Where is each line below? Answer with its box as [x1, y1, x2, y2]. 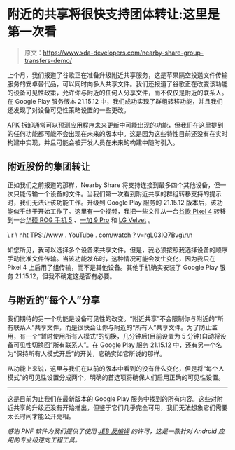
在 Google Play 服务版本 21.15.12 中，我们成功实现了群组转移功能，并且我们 [7, 97, 223, 105]
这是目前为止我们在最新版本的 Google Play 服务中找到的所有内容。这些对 [7, 394, 218, 403]
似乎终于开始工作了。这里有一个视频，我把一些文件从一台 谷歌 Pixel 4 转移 [13, 207, 227, 215]
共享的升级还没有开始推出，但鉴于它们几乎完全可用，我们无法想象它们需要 [13, 403, 228, 411]
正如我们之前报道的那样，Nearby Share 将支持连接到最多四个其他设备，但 [7, 180, 220, 189]
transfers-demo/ [24, 56, 72, 64]
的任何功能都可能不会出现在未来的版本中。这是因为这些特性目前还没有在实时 [7, 129, 228, 137]
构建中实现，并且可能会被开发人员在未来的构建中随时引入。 [7, 138, 179, 146]
